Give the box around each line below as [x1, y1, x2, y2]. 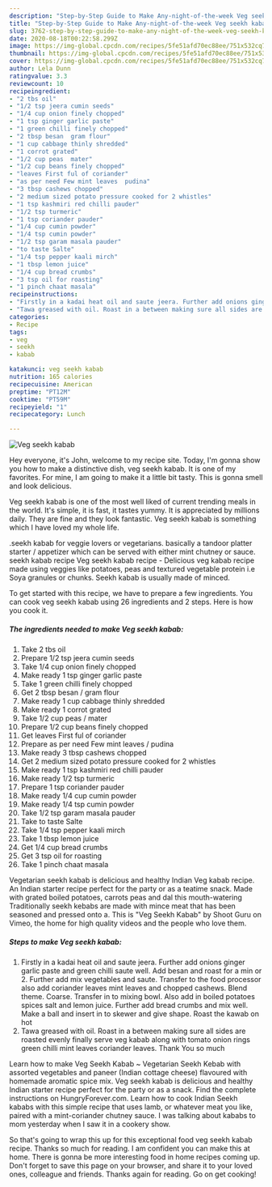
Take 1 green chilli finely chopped [20, 679, 132, 689]
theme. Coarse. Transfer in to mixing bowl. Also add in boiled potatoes [20, 992, 255, 1002]
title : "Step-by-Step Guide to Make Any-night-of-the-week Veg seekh [9, 19, 249, 28]
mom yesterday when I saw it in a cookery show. [9, 1119, 171, 1130]
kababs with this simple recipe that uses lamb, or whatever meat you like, [9, 1102, 253, 1112]
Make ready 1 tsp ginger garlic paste [20, 670, 142, 680]
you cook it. [9, 606, 48, 615]
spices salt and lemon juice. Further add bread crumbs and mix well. [20, 1001, 249, 1010]
